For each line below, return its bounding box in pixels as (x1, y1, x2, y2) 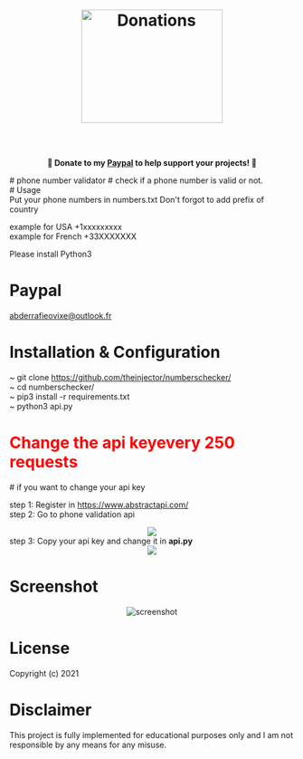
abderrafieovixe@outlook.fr (9, 311, 112, 322)
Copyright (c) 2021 (9, 668, 80, 678)
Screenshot (9, 576, 99, 597)
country (9, 204, 39, 215)
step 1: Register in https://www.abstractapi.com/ (9, 499, 189, 510)
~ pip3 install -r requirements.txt (9, 391, 130, 402)
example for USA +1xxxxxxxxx (9, 222, 122, 233)
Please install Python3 (9, 249, 92, 260)
